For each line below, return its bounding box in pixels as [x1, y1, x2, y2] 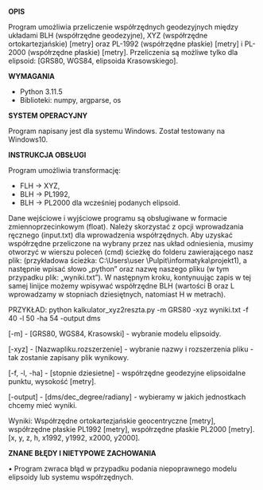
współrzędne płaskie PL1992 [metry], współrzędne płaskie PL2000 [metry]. [8, 425, 255, 433]
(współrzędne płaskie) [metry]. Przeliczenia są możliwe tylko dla [27, 48, 238, 57]
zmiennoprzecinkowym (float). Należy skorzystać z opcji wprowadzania [8, 222, 244, 231]
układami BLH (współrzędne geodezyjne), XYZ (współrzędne [8, 31, 208, 40]
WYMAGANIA [8, 72, 56, 80]
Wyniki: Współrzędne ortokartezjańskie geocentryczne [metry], [8, 416, 216, 425]
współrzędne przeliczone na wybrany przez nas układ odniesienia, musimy [8, 239, 254, 248]
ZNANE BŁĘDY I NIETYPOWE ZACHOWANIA [8, 449, 157, 457]
